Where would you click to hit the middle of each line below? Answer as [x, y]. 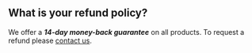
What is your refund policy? [78, 13]
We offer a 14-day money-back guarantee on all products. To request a [126, 32]
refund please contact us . [50, 40]
